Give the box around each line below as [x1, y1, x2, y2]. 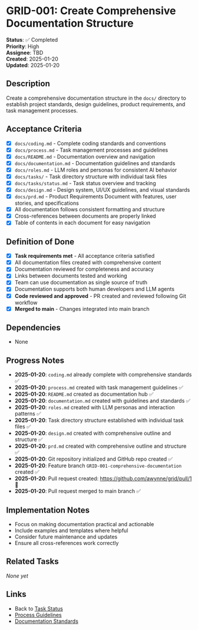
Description [6, 78, 50, 89]
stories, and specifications [14, 199, 80, 207]
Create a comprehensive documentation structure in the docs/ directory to [6, 94, 187, 101]
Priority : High [6, 42, 39, 50]
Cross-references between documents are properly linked [14, 212, 156, 219]
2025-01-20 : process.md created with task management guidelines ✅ [14, 384, 184, 391]
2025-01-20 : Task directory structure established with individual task [14, 417, 184, 424]
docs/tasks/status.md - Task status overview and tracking [14, 179, 156, 186]
